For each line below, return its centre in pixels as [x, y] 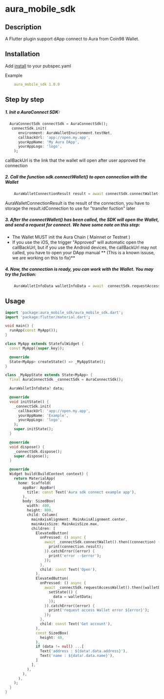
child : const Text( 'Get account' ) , [76, 624]
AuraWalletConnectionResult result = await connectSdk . [72, 194]
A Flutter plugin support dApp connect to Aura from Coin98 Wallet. [72, 39]
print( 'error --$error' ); [75, 556]
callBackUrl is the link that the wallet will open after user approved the [75, 160]
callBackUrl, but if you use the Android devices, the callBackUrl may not [84, 247]
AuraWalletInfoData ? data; [37, 389]
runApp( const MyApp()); [33, 330]
